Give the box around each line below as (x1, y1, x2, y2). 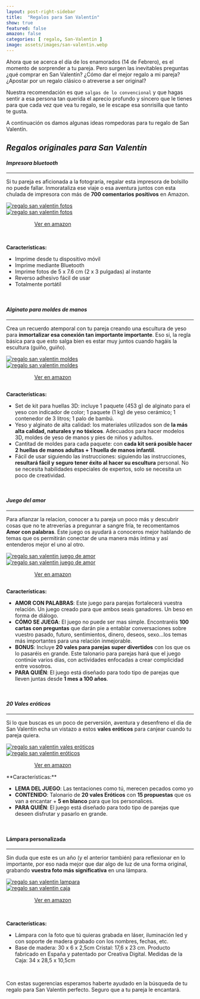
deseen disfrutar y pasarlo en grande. (14, 810, 108, 818)
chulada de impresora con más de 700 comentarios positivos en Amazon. (6, 191, 190, 198)
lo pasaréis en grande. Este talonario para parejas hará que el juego (14, 650, 181, 657)
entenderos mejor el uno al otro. (6, 541, 85, 548)
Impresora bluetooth (6, 159, 58, 167)
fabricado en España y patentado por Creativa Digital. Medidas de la (14, 950, 183, 958)
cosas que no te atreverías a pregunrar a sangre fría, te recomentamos (6, 522, 180, 529)
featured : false (6, 25, 46, 32)
